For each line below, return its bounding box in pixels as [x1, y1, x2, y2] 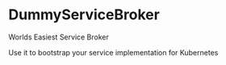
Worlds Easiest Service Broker [8, 32, 109, 42]
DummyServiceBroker [8, 6, 160, 24]
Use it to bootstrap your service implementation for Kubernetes [8, 47, 219, 57]
